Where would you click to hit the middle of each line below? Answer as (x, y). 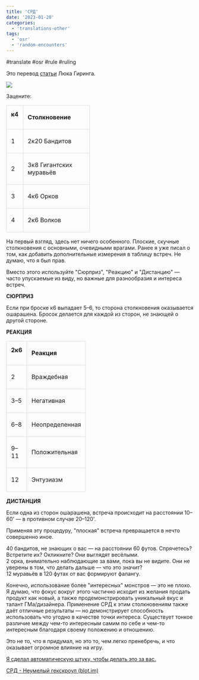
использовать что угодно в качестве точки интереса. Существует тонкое (99, 617)
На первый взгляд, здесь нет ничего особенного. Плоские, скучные (93, 241)
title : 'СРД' (22, 12)
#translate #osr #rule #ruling (41, 62)
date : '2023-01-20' (30, 17)
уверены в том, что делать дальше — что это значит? (74, 567)
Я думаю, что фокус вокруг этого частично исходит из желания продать (98, 591)
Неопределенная (56, 424)
